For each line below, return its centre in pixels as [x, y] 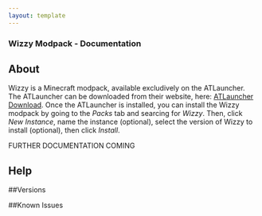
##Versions [27, 190]
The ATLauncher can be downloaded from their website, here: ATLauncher [131, 97]
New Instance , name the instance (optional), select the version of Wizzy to [131, 122]
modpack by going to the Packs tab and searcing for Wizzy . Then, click [125, 114]
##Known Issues [36, 205]
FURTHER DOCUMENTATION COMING [72, 146]
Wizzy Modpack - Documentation [75, 43]
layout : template [37, 15]
